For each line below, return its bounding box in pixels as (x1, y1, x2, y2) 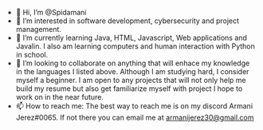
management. (15, 25, 62, 33)
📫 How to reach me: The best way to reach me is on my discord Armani (15, 101, 253, 111)
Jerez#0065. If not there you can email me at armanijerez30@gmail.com (15, 112, 254, 122)
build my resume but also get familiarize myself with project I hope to (15, 84, 243, 93)
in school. (15, 50, 49, 59)
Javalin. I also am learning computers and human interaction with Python (15, 41, 255, 51)
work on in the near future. (15, 93, 104, 101)
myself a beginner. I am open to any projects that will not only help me (15, 76, 246, 85)
